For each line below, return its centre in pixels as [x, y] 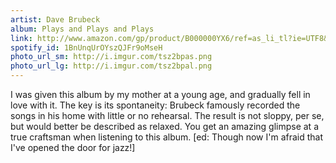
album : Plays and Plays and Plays [82, 29]
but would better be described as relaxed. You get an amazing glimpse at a [164, 126]
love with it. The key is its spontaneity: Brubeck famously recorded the [155, 105]
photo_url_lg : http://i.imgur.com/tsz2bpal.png [111, 66]
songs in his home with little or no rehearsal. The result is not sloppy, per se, [167, 115]
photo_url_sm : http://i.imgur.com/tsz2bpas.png [111, 57]
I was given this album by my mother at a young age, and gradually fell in [160, 94]
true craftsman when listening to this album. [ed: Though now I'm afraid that [167, 137]
